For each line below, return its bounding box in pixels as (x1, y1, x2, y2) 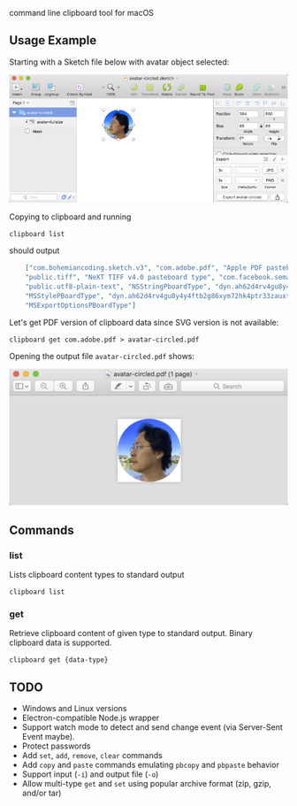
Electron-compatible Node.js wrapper (21, 712, 160, 724)
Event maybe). (21, 732, 75, 742)
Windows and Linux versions (21, 703, 127, 714)
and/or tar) (21, 787, 62, 799)
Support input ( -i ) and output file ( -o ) (21, 769, 159, 779)
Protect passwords (21, 741, 91, 751)
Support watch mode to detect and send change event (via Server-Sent (21, 722, 283, 733)
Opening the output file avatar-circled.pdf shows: (9, 350, 195, 361)
